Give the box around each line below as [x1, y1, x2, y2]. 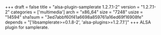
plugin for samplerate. [5, 24, 49, 30]
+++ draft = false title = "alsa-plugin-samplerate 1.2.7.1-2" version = [5, 4, 140, 10]
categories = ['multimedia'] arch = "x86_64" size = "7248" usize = [10, 9, 143, 15]
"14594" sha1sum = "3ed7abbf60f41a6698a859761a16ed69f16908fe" [5, 14, 144, 20]
